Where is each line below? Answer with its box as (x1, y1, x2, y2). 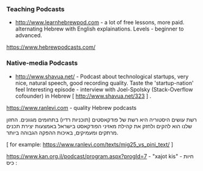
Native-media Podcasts (6, 59, 78, 67)
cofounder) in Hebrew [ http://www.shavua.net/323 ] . (15, 92, 152, 100)
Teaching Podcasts (6, 5, 65, 13)
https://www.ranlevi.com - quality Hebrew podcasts (6, 104, 137, 111)
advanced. (15, 32, 42, 39)
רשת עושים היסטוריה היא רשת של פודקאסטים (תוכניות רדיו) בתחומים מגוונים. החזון (6, 115, 197, 123)
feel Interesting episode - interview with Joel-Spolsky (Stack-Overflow (15, 85, 193, 93)
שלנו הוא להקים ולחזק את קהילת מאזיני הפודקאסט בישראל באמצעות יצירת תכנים (6, 122, 193, 129)
